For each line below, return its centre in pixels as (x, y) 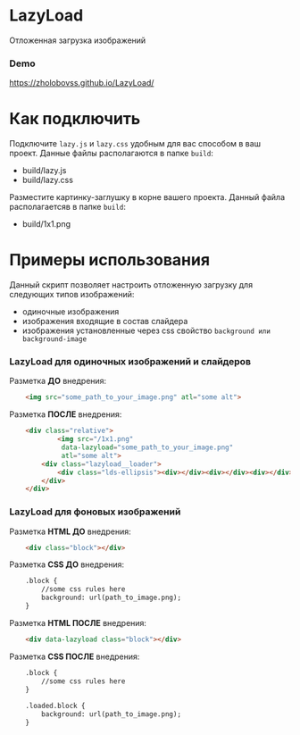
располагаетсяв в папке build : (68, 207)
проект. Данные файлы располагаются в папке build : (112, 154)
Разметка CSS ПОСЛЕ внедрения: (75, 656)
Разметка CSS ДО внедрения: (67, 564)
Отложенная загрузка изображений (78, 40)
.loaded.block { (56, 706)
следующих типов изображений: (72, 295)
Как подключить (75, 119)
